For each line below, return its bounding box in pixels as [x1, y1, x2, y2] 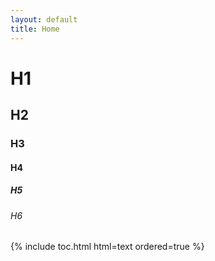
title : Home [10, 24, 60, 34]
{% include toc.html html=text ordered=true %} [10, 241, 205, 253]
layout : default [10, 14, 78, 25]
